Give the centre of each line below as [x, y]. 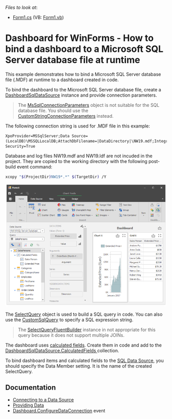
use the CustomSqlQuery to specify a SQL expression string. [69, 320]
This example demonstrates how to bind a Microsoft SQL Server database [83, 74]
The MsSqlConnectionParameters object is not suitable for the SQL [89, 105]
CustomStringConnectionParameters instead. [66, 116]
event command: [35, 167]
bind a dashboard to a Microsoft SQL [84, 49]
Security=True [20, 146]
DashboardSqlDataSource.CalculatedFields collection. [62, 350]
